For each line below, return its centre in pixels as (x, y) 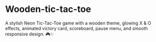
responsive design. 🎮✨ (29, 34)
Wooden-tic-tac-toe (48, 9)
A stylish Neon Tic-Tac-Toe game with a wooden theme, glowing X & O (78, 23)
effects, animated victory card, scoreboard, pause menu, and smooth (77, 28)
